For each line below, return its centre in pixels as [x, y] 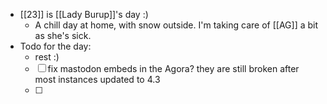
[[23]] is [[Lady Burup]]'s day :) [84, 14]
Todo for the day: [55, 46]
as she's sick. [63, 35]
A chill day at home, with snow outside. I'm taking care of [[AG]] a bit [176, 25]
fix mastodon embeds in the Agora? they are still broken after [173, 68]
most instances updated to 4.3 [97, 79]
